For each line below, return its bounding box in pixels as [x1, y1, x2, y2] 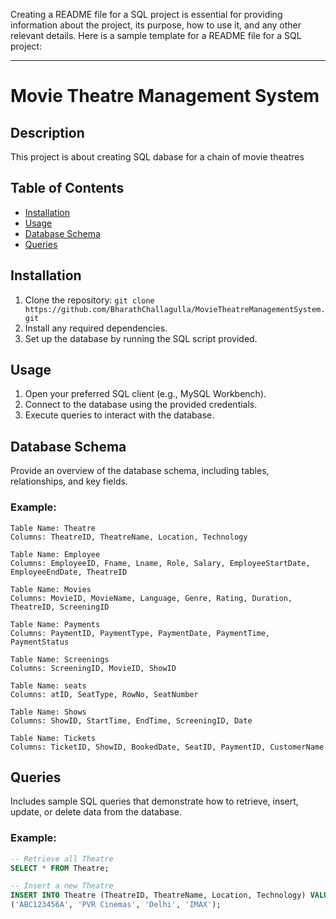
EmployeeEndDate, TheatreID [10, 567, 128, 577]
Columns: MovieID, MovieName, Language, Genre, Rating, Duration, [10, 593, 293, 603]
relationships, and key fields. [10, 475, 128, 488]
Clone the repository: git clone [24, 294, 155, 306]
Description [10, 124, 85, 141]
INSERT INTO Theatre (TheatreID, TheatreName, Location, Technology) [10, 890, 307, 901]
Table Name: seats [10, 680, 87, 691]
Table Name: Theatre [10, 523, 97, 533]
